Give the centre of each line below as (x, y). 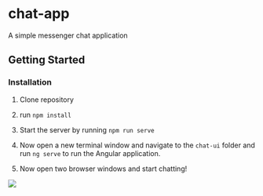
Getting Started (47, 60)
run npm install (46, 114)
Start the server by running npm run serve (87, 129)
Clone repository (47, 100)
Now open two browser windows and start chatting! (103, 169)
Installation (30, 82)
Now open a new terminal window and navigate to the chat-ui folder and (137, 145)
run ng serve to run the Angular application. (90, 153)
